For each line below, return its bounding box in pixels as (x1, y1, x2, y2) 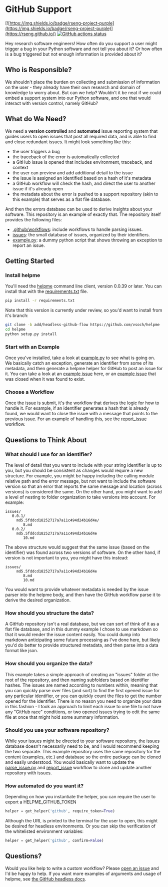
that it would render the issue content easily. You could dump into (5, 632, 140, 638)
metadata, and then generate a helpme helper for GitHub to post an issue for (5, 366, 163, 372)
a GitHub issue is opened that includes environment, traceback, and (12, 159, 152, 165)
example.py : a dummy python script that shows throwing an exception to (12, 237, 162, 243)
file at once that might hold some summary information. (5, 714, 119, 720)
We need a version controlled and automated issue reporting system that (5, 128, 158, 134)
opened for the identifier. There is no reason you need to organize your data (5, 698, 161, 704)
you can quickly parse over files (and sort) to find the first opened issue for (5, 687, 160, 693)
